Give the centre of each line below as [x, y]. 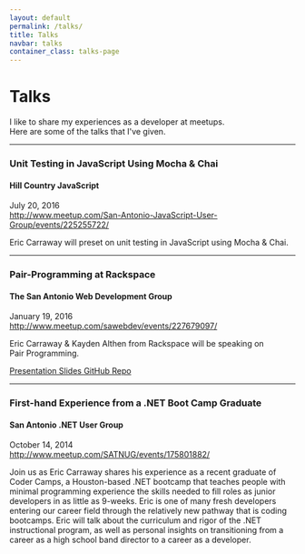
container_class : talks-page [64, 52]
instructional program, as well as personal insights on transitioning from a [147, 530]
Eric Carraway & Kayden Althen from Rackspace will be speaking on [137, 344]
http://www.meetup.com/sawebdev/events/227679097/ [113, 326]
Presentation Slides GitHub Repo [70, 371]
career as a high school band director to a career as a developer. [130, 540]
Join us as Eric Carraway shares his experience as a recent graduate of [143, 472]
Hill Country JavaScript [54, 185]
